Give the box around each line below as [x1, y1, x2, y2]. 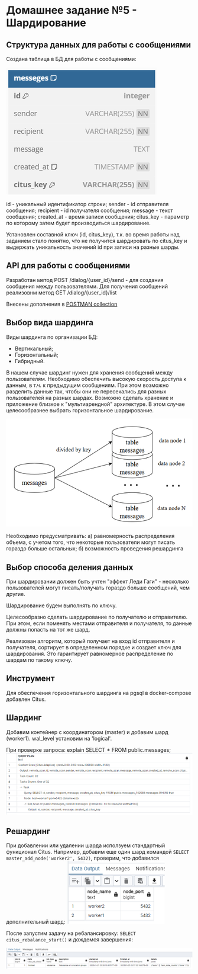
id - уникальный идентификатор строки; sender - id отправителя [6, 201, 169, 207]
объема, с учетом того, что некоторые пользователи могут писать [6, 539, 176, 546]
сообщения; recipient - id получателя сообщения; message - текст [6, 207, 173, 214]
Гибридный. [14, 357, 45, 364]
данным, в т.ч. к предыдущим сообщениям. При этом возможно [6, 382, 169, 389]
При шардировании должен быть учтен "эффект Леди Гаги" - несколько [6, 578, 189, 585]
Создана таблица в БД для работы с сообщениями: [6, 56, 137, 62]
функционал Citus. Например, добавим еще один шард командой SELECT [6, 848, 189, 856]
